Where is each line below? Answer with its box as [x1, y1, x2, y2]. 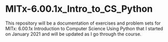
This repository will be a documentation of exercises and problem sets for [5, 20, 161, 26]
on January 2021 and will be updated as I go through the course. [5, 31, 142, 37]
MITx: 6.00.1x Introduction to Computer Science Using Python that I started [5, 25, 163, 31]
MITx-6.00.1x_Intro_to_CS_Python [5, 3, 153, 15]
